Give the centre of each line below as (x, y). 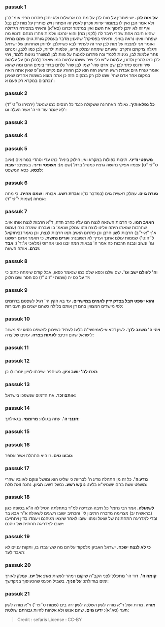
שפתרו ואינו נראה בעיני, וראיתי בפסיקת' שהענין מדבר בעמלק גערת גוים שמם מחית (81, 39)
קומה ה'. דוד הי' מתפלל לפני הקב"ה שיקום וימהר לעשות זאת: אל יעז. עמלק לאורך (81, 576)
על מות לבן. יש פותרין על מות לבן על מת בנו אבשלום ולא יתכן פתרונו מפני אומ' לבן (82, 18)
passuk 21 (17, 594)
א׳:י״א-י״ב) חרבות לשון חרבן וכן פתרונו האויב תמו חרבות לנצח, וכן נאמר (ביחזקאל (81, 233)
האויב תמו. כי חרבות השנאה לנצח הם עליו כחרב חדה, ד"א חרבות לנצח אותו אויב (80, 222)
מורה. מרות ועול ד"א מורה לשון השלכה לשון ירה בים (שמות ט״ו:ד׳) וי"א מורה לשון (80, 605)
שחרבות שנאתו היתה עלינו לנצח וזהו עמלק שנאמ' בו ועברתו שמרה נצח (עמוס (76, 228)
